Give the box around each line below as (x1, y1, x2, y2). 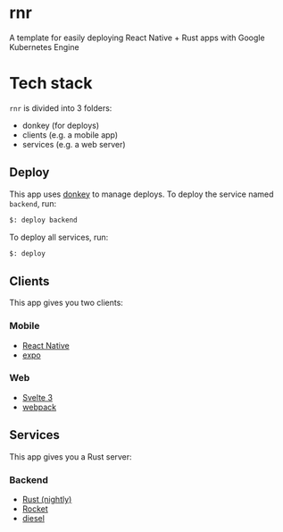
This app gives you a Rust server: (9, 451, 132, 462)
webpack (21, 401, 56, 412)
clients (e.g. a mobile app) (21, 129, 119, 140)
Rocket (21, 503, 49, 514)
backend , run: (9, 198, 56, 208)
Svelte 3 (21, 392, 54, 402)
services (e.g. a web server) (21, 139, 127, 149)
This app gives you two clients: (9, 298, 123, 308)
